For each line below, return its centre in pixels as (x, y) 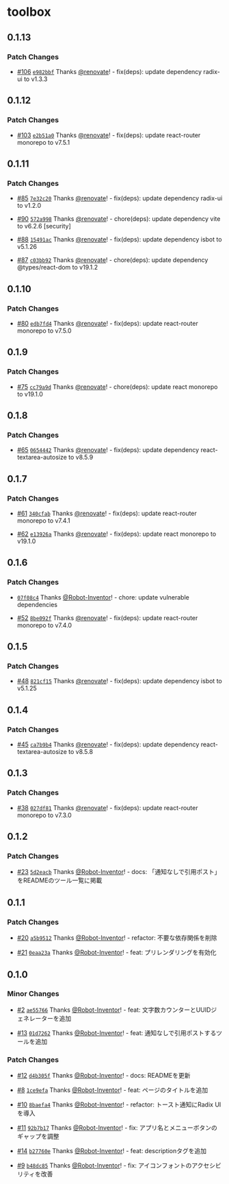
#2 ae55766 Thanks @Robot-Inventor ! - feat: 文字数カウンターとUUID (114, 1010)
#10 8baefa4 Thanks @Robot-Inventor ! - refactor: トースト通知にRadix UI (119, 1104)
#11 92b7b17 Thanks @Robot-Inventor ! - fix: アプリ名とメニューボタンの (117, 1128)
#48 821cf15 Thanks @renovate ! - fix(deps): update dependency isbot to (119, 681)
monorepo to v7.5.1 (43, 142)
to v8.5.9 (81, 458)
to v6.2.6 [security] (44, 226)
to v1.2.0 (29, 206)
